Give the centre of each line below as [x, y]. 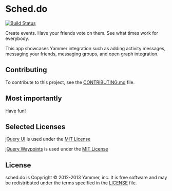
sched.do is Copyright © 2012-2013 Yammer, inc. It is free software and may [86, 178]
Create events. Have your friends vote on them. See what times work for [82, 33]
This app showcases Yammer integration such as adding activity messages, [85, 48]
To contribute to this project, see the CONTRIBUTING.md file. [70, 82]
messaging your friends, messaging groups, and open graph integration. [82, 54]
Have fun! [16, 111]
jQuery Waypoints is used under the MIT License [57, 149]
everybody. [17, 38]
